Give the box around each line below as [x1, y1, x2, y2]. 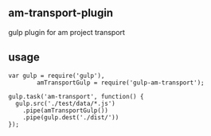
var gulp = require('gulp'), [8, 72, 105, 80]
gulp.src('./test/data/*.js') [15, 99, 115, 107]
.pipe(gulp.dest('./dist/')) [22, 113, 119, 122]
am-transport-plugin [8, 6, 114, 20]
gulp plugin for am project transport [8, 27, 126, 37]
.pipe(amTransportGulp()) [22, 107, 109, 115]
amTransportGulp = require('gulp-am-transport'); [37, 79, 205, 87]
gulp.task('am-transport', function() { [8, 92, 145, 100]
